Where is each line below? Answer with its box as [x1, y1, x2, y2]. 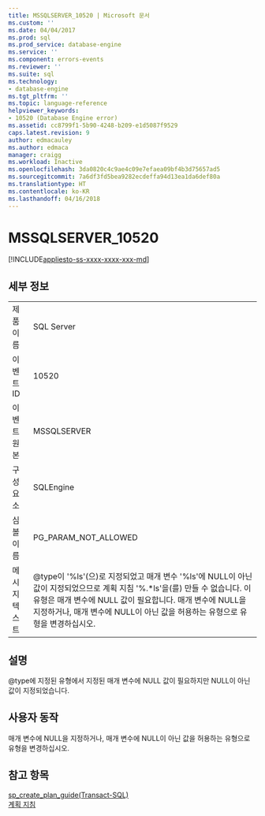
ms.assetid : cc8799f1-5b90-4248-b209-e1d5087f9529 [8, 121, 178, 129]
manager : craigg [8, 151, 62, 158]
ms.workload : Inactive [8, 158, 83, 166]
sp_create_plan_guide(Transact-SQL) [8, 790, 129, 799]
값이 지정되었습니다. [8, 686, 69, 695]
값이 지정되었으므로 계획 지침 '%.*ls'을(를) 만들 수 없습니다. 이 [32, 583, 252, 594]
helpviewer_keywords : [8, 107, 80, 115]
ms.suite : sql [8, 70, 55, 78]
